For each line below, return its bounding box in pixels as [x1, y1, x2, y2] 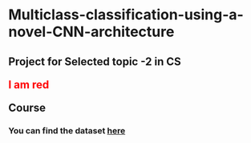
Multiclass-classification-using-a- [8, 6, 245, 24]
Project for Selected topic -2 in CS [8, 55, 182, 68]
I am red [8, 78, 50, 92]
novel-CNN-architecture [8, 22, 175, 41]
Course [8, 100, 47, 114]
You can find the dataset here [8, 125, 126, 136]
